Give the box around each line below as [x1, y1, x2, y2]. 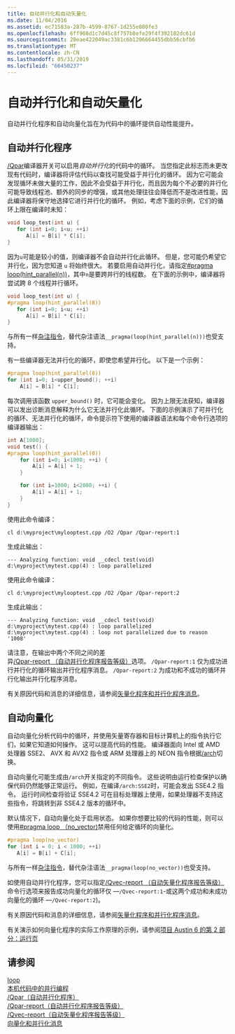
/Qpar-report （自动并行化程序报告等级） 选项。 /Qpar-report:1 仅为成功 [13, 656, 222, 666]
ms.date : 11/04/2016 [7, 17, 68, 24]
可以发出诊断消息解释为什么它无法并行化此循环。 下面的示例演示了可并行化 [7, 405, 224, 413]
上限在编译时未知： [13, 205, 69, 214]
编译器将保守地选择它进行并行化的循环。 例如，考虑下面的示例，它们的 [13, 197, 218, 205]
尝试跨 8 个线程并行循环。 [7, 278, 83, 287]
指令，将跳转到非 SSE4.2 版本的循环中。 [13, 799, 130, 808]
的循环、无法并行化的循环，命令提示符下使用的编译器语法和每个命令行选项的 [7, 414, 228, 422]
